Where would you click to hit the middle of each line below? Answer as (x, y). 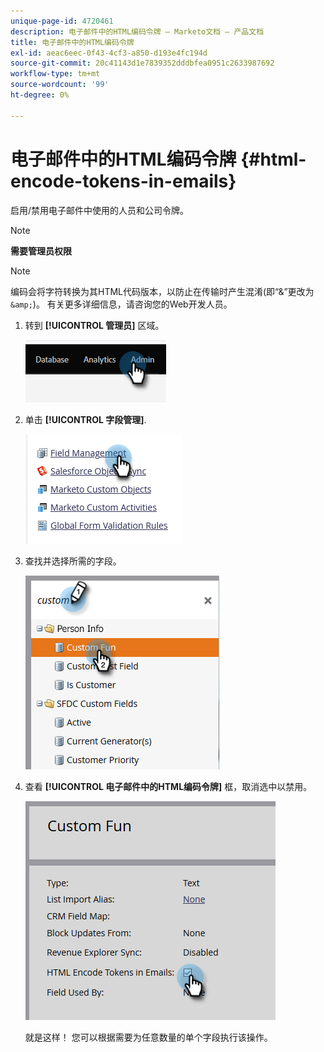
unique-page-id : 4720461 (62, 21)
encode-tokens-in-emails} (123, 181)
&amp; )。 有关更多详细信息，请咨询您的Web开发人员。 (121, 304)
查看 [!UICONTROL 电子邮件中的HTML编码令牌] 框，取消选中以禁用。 (168, 786)
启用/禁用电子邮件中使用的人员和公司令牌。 (100, 210)
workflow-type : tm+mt (55, 74)
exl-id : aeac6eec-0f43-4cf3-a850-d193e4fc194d (109, 53)
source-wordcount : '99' (60, 85)
